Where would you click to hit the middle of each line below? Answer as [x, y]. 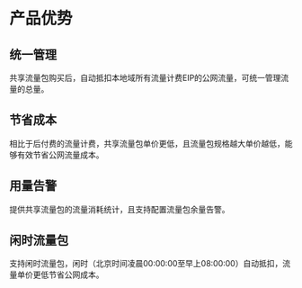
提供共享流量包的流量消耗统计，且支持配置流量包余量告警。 [120, 209]
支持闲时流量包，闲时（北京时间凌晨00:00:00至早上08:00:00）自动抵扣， [146, 264]
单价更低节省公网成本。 [60, 274]
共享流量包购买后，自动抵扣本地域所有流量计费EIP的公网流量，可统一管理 [145, 78]
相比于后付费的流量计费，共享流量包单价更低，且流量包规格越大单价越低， [147, 143]
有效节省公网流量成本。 [60, 155]
